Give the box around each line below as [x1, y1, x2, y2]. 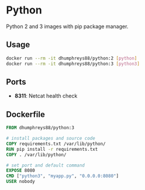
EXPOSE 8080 [6, 168, 35, 174]
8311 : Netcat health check [14, 92, 78, 99]
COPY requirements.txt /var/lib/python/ [6, 141, 106, 147]
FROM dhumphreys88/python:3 [6, 125, 75, 131]
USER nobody [6, 179, 35, 185]
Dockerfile [6, 109, 46, 119]
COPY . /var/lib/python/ [6, 151, 67, 158]
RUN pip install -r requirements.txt [6, 146, 98, 152]
